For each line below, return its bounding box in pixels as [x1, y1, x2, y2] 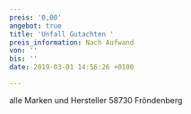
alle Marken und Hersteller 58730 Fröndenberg [9, 94, 183, 105]
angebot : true [9, 21, 63, 30]
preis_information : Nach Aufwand [9, 37, 135, 47]
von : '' [9, 46, 39, 55]
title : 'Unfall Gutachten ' [9, 29, 115, 38]
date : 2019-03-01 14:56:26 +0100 [9, 63, 135, 72]
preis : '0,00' [9, 12, 63, 22]
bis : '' [9, 54, 39, 63]
